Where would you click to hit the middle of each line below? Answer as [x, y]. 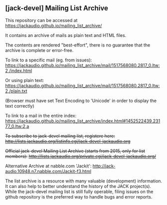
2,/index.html [19, 70]
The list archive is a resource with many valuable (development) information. [84, 181]
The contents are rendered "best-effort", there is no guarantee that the [78, 45]
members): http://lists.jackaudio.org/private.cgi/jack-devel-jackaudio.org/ [81, 156]
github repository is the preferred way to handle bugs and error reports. [79, 196]
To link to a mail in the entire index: [41, 115]
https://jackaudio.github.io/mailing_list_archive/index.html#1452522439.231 [83, 121]
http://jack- [104, 166]
